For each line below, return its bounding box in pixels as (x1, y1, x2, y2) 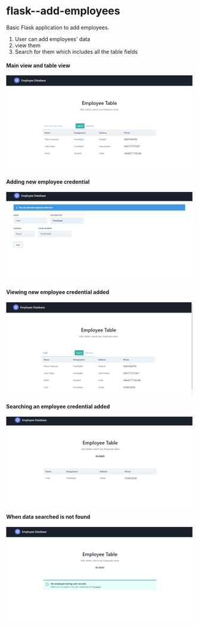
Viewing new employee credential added (6, 289, 110, 296)
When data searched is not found (6, 513, 91, 520)
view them (14, 42, 41, 49)
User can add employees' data (14, 35, 91, 42)
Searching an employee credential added (6, 403, 110, 410)
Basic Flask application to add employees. (6, 24, 110, 31)
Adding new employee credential (6, 178, 90, 185)
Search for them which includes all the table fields (14, 48, 138, 55)
